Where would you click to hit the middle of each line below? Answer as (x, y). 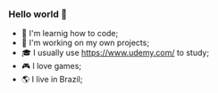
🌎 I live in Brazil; (52, 80)
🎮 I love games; (51, 66)
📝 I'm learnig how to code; (70, 34)
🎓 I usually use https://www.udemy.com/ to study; (115, 53)
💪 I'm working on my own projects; (85, 43)
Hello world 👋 (38, 14)
